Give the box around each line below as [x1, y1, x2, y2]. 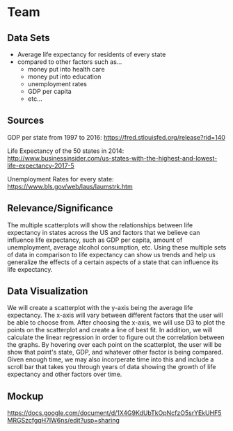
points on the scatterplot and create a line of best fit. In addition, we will [7, 326, 213, 334]
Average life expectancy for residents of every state [17, 50, 166, 58]
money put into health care [27, 65, 106, 73]
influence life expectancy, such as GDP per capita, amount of [7, 236, 183, 244]
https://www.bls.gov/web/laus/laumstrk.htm [7, 182, 134, 190]
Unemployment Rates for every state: [7, 174, 114, 183]
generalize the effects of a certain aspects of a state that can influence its [7, 258, 219, 266]
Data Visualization [7, 286, 88, 298]
